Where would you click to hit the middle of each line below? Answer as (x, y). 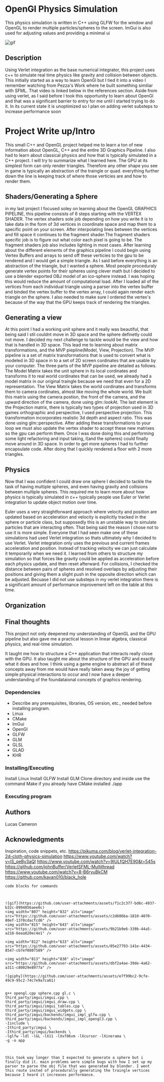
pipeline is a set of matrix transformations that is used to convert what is (78, 355)
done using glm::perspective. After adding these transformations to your (78, 423)
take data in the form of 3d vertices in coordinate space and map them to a (81, 224)
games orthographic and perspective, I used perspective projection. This (79, 413)
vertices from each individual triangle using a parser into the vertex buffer (79, 286)
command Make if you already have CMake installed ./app (64, 784)
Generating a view (34, 317)
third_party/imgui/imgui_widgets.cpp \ (46, 1010)
